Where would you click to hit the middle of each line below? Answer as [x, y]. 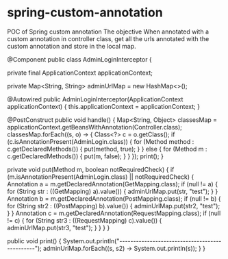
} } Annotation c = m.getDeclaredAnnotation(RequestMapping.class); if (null [114, 213]
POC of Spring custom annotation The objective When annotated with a [108, 32]
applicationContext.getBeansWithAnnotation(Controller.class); [95, 127]
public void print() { [34, 241]
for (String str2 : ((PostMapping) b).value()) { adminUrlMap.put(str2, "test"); [114, 206]
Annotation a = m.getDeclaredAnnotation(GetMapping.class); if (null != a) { [112, 184]
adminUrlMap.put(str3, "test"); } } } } [59, 227]
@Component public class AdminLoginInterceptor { [79, 59]
